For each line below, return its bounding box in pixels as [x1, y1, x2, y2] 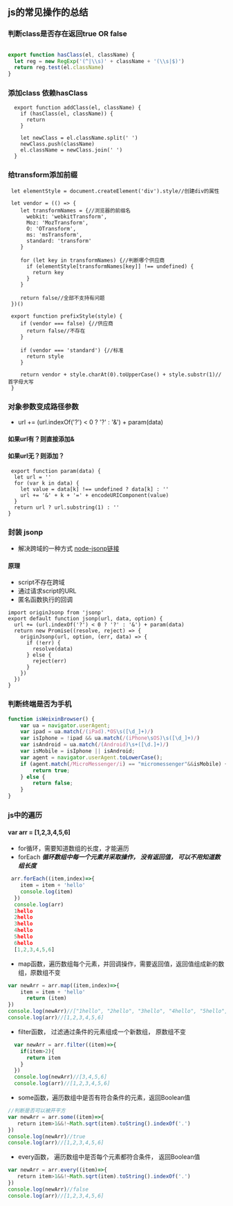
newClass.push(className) [20, 141, 95, 147]
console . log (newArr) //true [8, 1133, 86, 1140]
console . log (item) [20, 888, 73, 895]
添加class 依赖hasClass [8, 89, 88, 98]
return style [26, 352, 64, 360]
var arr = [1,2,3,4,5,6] [8, 828, 71, 836]
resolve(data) [32, 646, 73, 653]
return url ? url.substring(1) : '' [14, 504, 120, 511]
